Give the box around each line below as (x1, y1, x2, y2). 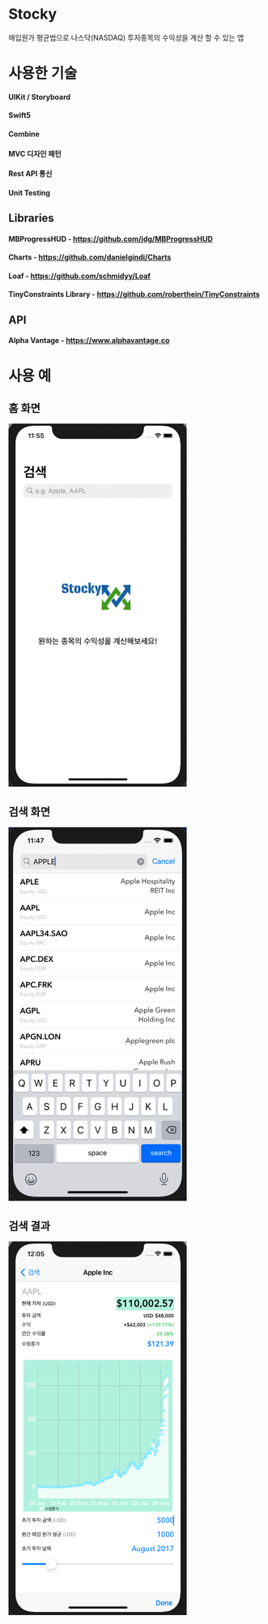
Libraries (8, 212, 54, 226)
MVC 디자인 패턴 (8, 148, 62, 158)
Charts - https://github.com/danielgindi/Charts (8, 252, 172, 262)
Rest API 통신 (8, 169, 53, 178)
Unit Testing (8, 187, 51, 197)
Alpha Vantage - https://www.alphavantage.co (8, 336, 170, 346)
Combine (8, 129, 40, 139)
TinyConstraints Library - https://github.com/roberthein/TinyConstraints (8, 290, 261, 299)
